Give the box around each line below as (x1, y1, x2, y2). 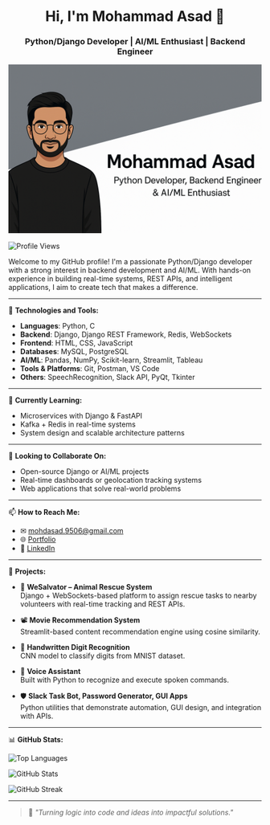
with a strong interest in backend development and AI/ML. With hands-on (8, 265, 252, 276)
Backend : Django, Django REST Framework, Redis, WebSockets (19, 329, 232, 340)
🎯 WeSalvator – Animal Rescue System (19, 582, 153, 592)
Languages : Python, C (19, 321, 95, 331)
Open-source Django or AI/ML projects (19, 467, 149, 476)
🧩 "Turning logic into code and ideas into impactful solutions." (27, 807, 234, 818)
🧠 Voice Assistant (19, 667, 81, 676)
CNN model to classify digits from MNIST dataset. (19, 651, 186, 661)
